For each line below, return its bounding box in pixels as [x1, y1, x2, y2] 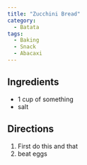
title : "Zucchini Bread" [7, 10, 81, 18]
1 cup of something [17, 95, 74, 103]
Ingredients [7, 76, 59, 89]
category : [7, 17, 37, 24]
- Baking [13, 37, 40, 44]
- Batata [13, 23, 40, 30]
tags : [7, 30, 23, 38]
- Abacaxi [13, 50, 42, 57]
